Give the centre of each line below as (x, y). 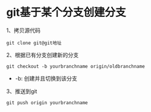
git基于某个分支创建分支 (66, 12)
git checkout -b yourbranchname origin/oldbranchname (76, 66)
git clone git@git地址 (34, 43)
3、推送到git (22, 91)
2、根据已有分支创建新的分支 (42, 54)
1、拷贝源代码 (23, 30)
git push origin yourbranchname (47, 103)
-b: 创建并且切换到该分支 (46, 78)
